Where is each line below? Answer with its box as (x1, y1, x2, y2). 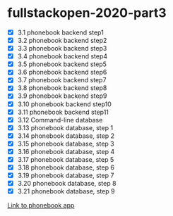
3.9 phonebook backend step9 (17, 91, 107, 100)
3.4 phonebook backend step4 (17, 52, 108, 61)
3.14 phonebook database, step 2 (17, 132, 115, 140)
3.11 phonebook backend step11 (17, 108, 109, 116)
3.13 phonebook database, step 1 (17, 123, 114, 132)
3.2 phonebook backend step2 (17, 37, 107, 44)
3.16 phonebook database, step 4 (17, 147, 115, 155)
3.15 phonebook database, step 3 (17, 139, 114, 148)
